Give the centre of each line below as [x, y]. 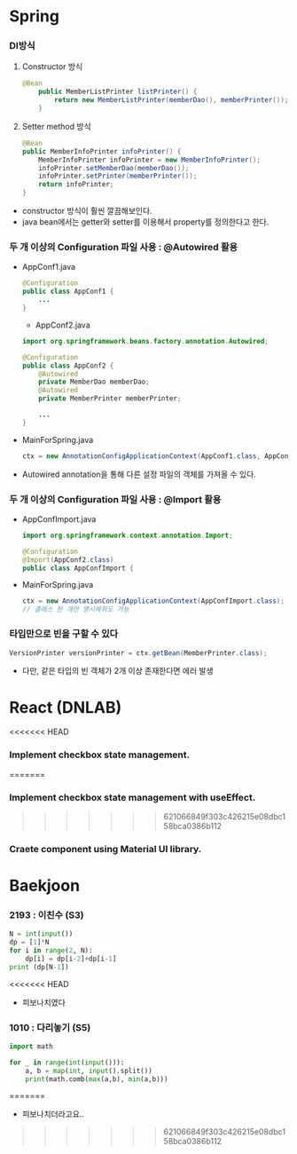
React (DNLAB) [66, 707]
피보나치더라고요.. [53, 1114]
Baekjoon [45, 886]
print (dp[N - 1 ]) [39, 967]
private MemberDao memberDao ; [94, 382]
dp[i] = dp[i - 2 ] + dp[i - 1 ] [71, 959]
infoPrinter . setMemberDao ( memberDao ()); [114, 168]
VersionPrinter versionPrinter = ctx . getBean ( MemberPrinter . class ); [138, 653]
